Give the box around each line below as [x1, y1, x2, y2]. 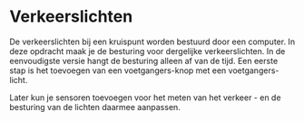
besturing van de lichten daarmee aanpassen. [9, 101, 181, 112]
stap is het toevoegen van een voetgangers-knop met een [9, 65, 227, 76]
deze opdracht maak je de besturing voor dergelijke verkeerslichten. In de [9, 45, 286, 56]
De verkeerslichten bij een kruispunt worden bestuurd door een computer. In [9, 36, 296, 47]
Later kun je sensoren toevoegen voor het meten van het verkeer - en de [9, 92, 281, 103]
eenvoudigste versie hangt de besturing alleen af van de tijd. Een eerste [9, 55, 279, 66]
